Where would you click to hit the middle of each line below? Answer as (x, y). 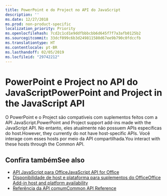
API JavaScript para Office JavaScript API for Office (66, 172)
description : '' (22, 15)
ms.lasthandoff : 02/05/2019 (35, 52)
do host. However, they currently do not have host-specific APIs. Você (78, 133)
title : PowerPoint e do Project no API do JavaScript (63, 10)
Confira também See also (45, 160)
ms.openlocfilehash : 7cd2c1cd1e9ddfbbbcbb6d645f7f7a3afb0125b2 (73, 33)
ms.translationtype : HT (30, 43)
